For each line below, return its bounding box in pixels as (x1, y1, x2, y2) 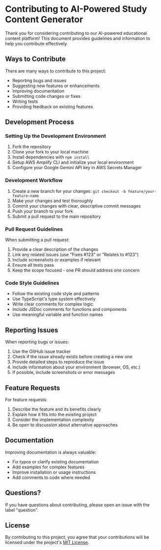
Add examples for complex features (12, 464, 85, 470)
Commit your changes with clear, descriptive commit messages (12, 203, 141, 209)
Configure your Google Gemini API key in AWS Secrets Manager (12, 165, 142, 171)
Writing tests (12, 98, 38, 104)
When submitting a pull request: (5, 237, 70, 243)
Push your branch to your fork (12, 208, 73, 214)
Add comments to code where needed (12, 474, 90, 480)
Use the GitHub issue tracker (12, 348, 71, 355)
